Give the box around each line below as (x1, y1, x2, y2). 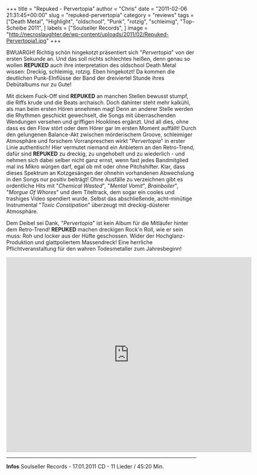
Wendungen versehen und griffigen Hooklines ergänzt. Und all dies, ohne (6, 118, 189, 125)
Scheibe (6, 24, 27, 31)
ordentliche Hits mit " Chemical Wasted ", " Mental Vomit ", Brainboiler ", (6, 182, 179, 189)
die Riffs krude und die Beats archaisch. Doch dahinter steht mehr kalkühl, (6, 99, 191, 106)
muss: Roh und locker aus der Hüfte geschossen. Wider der (6, 232, 155, 239)
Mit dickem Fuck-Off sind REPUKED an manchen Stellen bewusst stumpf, (6, 93, 189, 99)
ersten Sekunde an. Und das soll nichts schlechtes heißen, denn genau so (6, 55, 191, 62)
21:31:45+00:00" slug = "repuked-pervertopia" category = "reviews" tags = (6, 11, 194, 19)
